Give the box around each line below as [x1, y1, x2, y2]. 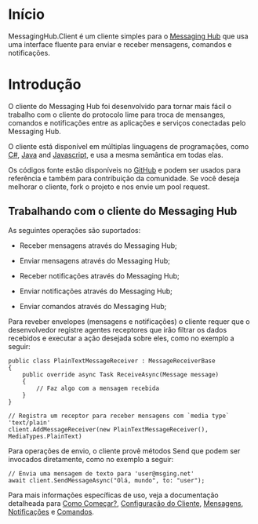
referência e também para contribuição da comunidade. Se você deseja [8, 173, 240, 183]
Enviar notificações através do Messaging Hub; [19, 286, 173, 296]
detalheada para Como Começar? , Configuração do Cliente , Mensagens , [8, 498, 244, 508]
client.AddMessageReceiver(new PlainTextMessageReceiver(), [8, 425, 209, 433]
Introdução [8, 76, 82, 93]
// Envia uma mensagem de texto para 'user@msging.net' [8, 469, 194, 478]
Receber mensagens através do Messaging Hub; [19, 241, 178, 250]
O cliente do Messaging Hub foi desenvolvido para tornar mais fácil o [8, 101, 232, 111]
